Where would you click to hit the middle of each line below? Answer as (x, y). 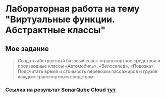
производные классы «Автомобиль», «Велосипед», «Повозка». (86, 66)
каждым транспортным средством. (56, 77)
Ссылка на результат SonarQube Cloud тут (61, 89)
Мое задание (27, 48)
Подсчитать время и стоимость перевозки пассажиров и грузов (88, 71)
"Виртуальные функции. (60, 19)
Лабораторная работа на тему (72, 9)
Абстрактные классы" (56, 30)
